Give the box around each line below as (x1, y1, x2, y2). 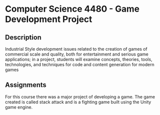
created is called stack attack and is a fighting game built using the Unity (5, 99, 151, 105)
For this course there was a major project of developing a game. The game (5, 94, 155, 99)
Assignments (5, 81, 47, 89)
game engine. (5, 104, 33, 110)
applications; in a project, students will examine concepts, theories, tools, (5, 57, 153, 62)
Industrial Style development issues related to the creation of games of (5, 46, 148, 52)
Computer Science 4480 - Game (5, 3, 140, 15)
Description (5, 33, 41, 41)
